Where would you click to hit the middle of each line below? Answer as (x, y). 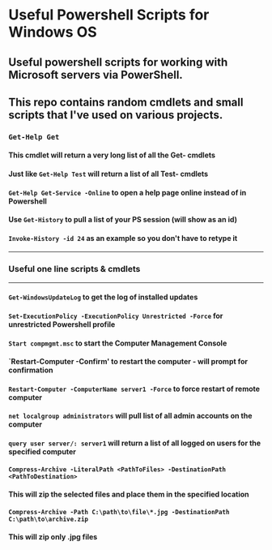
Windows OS (53, 32)
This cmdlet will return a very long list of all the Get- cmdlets (112, 155)
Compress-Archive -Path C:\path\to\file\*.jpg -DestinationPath (119, 512)
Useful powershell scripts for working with (118, 62)
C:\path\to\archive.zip (49, 519)
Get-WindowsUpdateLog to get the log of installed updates (103, 297)
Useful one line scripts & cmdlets (74, 269)
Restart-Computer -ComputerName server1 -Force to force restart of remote (134, 389)
